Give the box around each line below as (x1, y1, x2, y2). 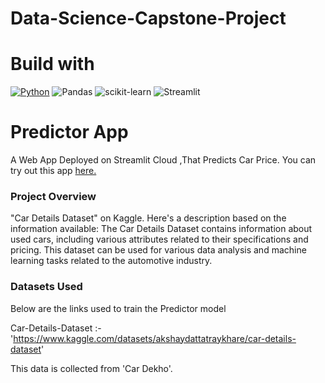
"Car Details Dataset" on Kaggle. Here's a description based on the (10, 212, 287, 224)
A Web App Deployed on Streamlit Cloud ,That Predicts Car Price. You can (10, 154, 317, 166)
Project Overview (10, 189, 97, 203)
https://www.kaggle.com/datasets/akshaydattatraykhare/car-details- (13, 332, 297, 344)
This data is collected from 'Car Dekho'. (10, 362, 173, 374)
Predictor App (10, 121, 129, 144)
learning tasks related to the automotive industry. (10, 255, 213, 267)
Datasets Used (10, 280, 83, 294)
